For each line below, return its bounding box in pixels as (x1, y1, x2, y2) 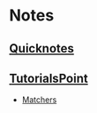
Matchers (21, 94, 57, 105)
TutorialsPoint (9, 70, 88, 85)
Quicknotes (9, 41, 75, 56)
